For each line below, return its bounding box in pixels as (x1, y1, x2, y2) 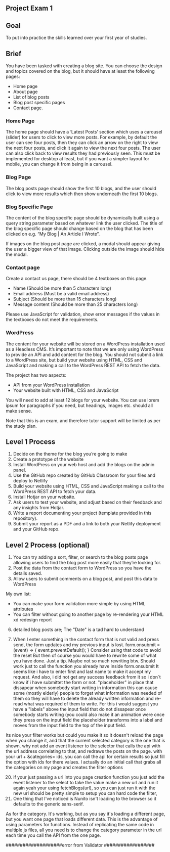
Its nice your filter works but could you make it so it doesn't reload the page (6, 732, 163, 738)
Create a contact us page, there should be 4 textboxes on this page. (6, 276, 148, 282)
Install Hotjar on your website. (13, 494, 75, 500)
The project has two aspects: (6, 372, 67, 378)
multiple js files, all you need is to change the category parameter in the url (6, 827, 162, 833)
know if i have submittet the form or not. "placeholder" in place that (13, 680, 154, 686)
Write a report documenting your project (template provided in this (13, 510, 152, 516)
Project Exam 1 (6, 4, 53, 13)
